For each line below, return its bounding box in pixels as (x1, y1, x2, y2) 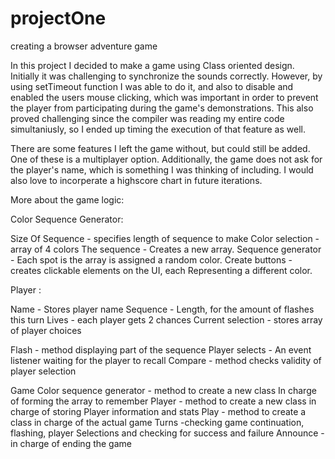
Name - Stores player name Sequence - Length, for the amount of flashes (10, 303, 315, 315)
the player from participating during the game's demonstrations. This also (10, 102, 314, 114)
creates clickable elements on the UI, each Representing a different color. (10, 264, 313, 276)
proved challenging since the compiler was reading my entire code (10, 112, 285, 124)
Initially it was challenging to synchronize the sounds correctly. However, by (10, 70, 323, 82)
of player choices (10, 324, 82, 336)
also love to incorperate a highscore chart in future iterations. (10, 174, 263, 186)
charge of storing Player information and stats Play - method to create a (10, 405, 307, 417)
